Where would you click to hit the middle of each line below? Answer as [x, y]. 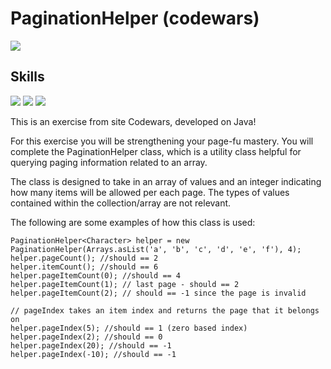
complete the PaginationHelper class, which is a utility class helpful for [156, 151]
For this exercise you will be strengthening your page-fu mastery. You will [162, 141]
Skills [27, 77]
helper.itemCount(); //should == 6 [84, 267]
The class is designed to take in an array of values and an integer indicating [166, 181]
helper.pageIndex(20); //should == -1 [91, 345]
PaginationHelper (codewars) [135, 18]
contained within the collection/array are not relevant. [121, 203]
